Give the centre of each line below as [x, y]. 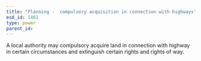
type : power [21, 23]
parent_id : [20, 28]
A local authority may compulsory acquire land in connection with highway [98, 45]
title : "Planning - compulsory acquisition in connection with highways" [101, 12]
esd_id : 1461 [22, 17]
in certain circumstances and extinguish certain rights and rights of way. [95, 52]
